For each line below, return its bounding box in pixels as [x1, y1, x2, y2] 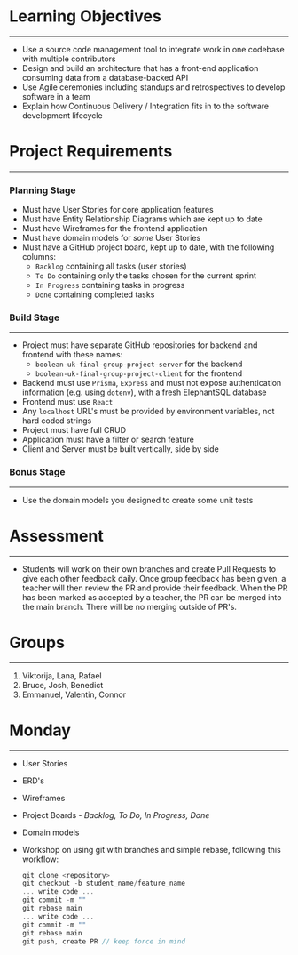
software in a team [21, 91, 90, 101]
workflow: [21, 854, 59, 864]
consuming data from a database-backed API [21, 72, 189, 83]
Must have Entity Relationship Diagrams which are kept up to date [21, 213, 263, 224]
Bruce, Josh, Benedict [21, 679, 104, 690]
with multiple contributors [21, 53, 117, 64]
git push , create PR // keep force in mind [21, 936, 186, 946]
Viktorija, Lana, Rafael [21, 670, 102, 681]
